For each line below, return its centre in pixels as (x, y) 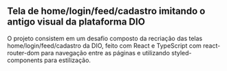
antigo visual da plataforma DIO (76, 22)
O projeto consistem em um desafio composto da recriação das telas (105, 38)
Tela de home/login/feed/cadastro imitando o (106, 11)
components (25, 60)
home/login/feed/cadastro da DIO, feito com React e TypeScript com (104, 45)
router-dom (23, 53)
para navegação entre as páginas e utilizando (106, 53)
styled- (181, 53)
